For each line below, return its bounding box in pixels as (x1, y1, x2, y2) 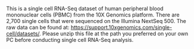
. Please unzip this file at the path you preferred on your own (39, 30, 189, 37)
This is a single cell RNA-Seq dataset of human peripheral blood (6, 5, 164, 12)
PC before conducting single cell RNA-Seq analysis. (6, 37, 134, 43)
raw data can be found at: (6, 24, 70, 31)
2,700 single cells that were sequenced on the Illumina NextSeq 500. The (6, 18, 187, 24)
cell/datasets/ (6, 30, 40, 37)
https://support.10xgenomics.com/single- (70, 24, 173, 31)
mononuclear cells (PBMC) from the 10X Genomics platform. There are (6, 11, 180, 18)
